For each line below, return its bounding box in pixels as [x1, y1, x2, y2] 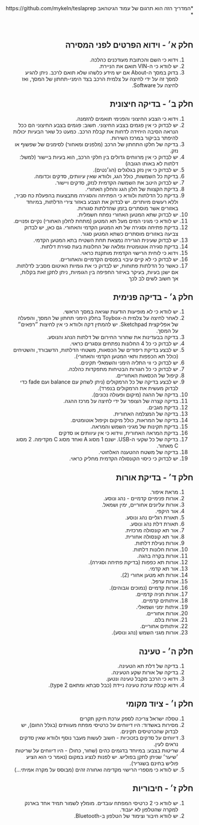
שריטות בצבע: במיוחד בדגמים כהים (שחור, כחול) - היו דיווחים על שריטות [15, 747, 179, 754]
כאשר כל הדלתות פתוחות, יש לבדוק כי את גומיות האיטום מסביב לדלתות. [15, 262, 179, 269]
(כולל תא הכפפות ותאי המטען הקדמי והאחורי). [74, 353, 179, 360]
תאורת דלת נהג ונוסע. [129, 520, 179, 527]
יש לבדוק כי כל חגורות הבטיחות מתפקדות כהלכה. [67, 366, 179, 373]
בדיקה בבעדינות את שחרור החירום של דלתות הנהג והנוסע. [46, 334, 179, 341]
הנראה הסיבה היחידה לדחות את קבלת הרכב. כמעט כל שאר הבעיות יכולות [13, 127, 179, 135]
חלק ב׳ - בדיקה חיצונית [109, 99, 194, 109]
